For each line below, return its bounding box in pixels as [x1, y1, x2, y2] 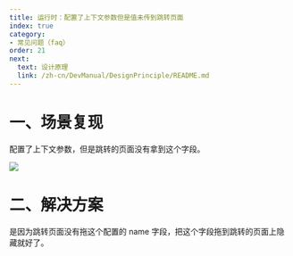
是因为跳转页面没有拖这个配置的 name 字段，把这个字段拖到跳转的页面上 [9, 226, 277, 236]
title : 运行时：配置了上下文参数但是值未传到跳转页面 [9, 12, 184, 22]
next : [9, 54, 29, 63]
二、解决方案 [9, 194, 105, 215]
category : [9, 29, 46, 38]
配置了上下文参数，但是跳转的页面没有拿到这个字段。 [9, 144, 205, 154]
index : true [9, 21, 54, 30]
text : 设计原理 [17, 63, 69, 72]
